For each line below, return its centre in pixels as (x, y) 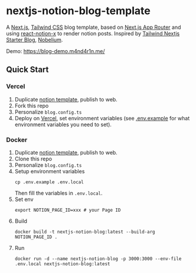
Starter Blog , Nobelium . (35, 40)
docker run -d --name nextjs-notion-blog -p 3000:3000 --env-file (98, 259)
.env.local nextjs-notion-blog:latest (62, 264)
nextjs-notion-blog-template (78, 11)
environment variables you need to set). (63, 124)
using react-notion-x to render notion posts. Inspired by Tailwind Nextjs (93, 33)
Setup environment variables (50, 171)
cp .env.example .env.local (49, 182)
